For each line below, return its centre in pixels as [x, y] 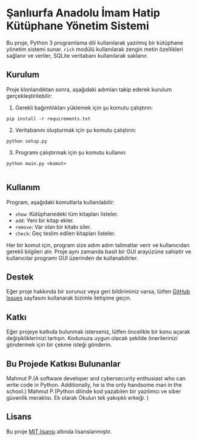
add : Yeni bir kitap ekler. [45, 220]
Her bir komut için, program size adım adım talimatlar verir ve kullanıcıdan [98, 245]
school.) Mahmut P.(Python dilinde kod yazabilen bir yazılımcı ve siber [94, 391]
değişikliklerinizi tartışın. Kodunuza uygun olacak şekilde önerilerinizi [92, 338]
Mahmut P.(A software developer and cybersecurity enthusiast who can [96, 378]
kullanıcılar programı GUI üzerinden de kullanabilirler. [72, 258]
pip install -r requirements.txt [48, 118]
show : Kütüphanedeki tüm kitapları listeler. [67, 214]
